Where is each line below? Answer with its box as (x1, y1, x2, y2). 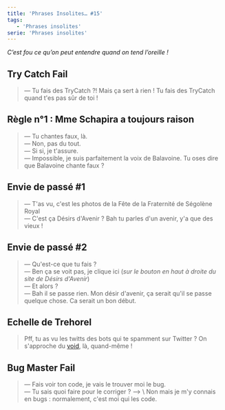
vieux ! (23, 221, 43, 229)
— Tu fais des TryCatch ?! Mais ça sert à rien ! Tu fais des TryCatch (23, 87, 215, 95)
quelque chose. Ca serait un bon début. (23, 296, 136, 305)
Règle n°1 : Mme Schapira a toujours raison (7, 114, 195, 125)
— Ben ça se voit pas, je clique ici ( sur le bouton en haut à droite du (23, 267, 217, 276)
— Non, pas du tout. (23, 139, 81, 147)
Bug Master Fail (7, 362, 76, 373)
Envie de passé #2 (7, 242, 87, 254)
